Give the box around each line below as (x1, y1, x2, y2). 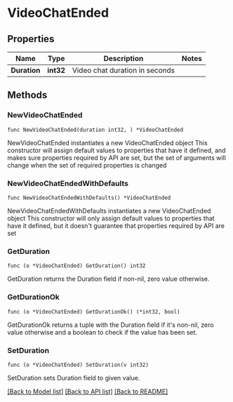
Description (103, 54, 144, 63)
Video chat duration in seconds (72, 65, 175, 75)
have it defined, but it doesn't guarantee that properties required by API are (7, 221, 225, 229)
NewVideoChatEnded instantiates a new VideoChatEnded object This (7, 138, 208, 147)
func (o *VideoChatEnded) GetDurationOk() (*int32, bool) (7, 308, 180, 315)
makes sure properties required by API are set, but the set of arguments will (7, 153, 226, 162)
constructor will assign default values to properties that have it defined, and (7, 146, 226, 154)
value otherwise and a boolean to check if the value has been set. (7, 328, 198, 336)
